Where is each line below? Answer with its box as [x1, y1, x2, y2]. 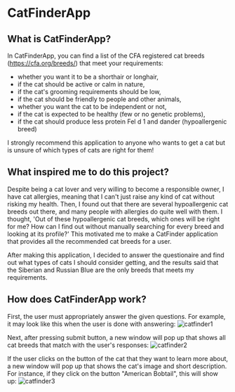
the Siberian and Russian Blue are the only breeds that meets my [7, 266, 194, 274]
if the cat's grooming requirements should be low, [17, 88, 161, 96]
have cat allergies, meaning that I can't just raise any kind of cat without [7, 192, 215, 201]
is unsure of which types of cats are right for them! [7, 146, 154, 154]
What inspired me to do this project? [7, 166, 170, 178]
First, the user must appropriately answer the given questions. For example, [7, 312, 226, 320]
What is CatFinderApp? [7, 33, 112, 45]
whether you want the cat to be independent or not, [17, 103, 167, 110]
